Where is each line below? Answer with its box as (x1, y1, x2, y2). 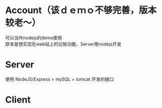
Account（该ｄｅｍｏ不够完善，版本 (5, 5, 157, 16)
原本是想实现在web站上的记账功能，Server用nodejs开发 (5, 41, 122, 47)
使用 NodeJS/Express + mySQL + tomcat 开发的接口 (5, 76, 114, 82)
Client (5, 94, 31, 105)
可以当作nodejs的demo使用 (5, 35, 62, 41)
